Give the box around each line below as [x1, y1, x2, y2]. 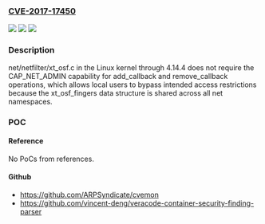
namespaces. [8, 96, 53, 106]
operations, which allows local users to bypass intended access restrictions [8, 80, 257, 89]
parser [19, 206, 42, 216]
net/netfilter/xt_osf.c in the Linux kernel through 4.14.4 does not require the [8, 62, 255, 73]
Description [8, 45, 55, 56]
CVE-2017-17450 [8, 6, 76, 17]
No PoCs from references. [8, 154, 94, 163]
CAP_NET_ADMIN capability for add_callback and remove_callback [8, 71, 228, 81]
